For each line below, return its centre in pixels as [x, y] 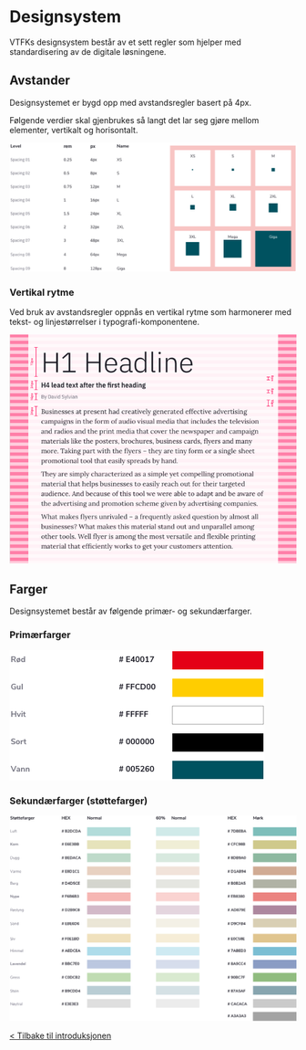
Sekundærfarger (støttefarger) [79, 801]
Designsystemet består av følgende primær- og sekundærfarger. [131, 611]
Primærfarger [40, 635]
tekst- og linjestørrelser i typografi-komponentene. [105, 322]
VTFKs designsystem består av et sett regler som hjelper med [125, 42]
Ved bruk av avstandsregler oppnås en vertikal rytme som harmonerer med [151, 312]
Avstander [40, 81]
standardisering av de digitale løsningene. [88, 51]
